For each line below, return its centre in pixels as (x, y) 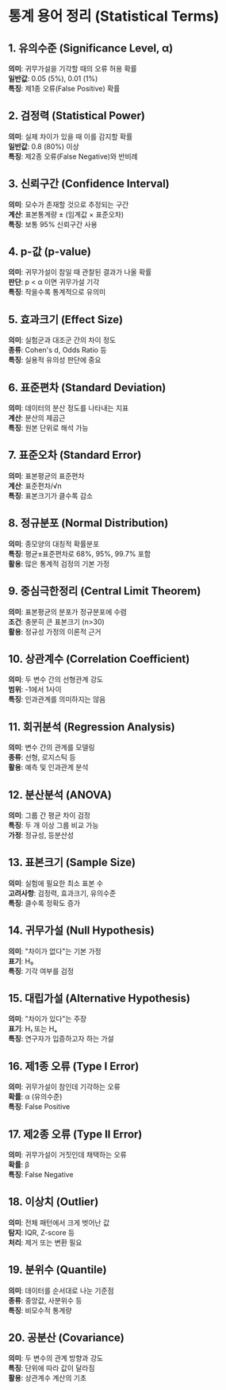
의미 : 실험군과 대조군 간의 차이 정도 (62, 340)
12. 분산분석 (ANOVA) (60, 795)
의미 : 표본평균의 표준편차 (46, 476)
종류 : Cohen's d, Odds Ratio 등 (57, 350)
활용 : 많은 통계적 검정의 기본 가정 (59, 564)
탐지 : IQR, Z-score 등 (42, 1232)
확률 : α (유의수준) (35, 1097)
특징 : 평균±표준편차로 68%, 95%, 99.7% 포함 (80, 553)
